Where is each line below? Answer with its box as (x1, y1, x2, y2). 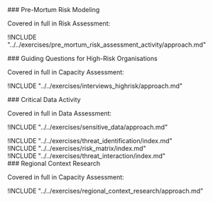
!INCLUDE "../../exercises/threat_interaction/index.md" (7, 152, 165, 160)
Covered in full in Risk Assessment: (7, 19, 111, 28)
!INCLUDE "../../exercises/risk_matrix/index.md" (7, 144, 147, 152)
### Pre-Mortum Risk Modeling (7, 6, 100, 13)
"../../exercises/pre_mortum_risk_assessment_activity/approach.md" (7, 40, 207, 49)
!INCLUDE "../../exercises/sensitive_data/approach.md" (7, 123, 168, 131)
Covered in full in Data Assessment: (7, 109, 112, 118)
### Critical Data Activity (7, 96, 81, 103)
